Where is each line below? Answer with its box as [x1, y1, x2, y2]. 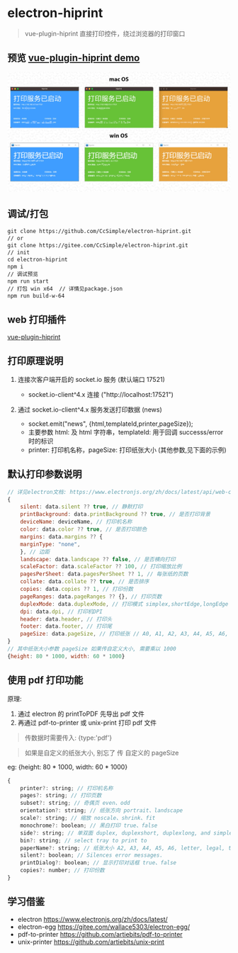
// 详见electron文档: [7, 488, 67, 495]
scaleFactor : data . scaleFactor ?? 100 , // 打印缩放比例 [20, 563, 182, 570]
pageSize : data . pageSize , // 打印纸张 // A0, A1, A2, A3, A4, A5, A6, [20, 631, 229, 638]
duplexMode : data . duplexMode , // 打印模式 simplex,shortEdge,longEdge [20, 600, 229, 607]
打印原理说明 [7, 355, 64, 367]
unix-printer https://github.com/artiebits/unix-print [17, 937, 165, 946]
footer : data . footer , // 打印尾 [20, 623, 113, 630]
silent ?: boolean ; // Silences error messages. [20, 852, 163, 859]
